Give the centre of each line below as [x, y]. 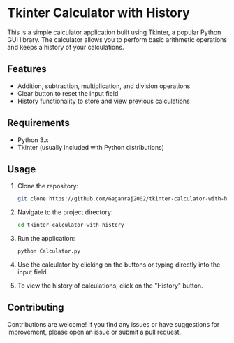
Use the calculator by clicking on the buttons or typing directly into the [119, 265]
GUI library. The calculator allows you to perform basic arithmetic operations [117, 39]
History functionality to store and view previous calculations [103, 101]
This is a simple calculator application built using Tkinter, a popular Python [114, 32]
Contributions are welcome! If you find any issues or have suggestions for [114, 324]
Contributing [36, 308]
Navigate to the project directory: [65, 212]
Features [27, 69]
